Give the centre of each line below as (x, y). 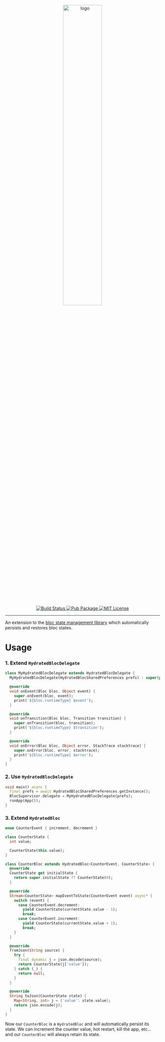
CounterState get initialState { (44, 873)
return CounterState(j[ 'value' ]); (54, 964)
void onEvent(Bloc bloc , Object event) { (53, 692)
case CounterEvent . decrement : (49, 905)
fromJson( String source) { (37, 951)
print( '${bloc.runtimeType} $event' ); (54, 700)
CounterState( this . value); (37, 850)
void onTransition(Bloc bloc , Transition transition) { (68, 719)
